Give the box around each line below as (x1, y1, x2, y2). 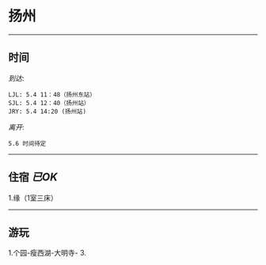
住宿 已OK (8, 171, 58, 184)
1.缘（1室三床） (8, 193, 58, 203)
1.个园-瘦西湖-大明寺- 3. (8, 248, 87, 258)
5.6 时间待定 (8, 139, 47, 147)
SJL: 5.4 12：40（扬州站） (8, 99, 90, 107)
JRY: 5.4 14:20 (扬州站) (8, 108, 87, 115)
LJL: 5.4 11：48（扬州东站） (8, 90, 97, 99)
